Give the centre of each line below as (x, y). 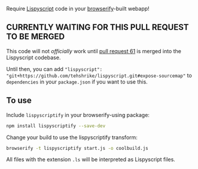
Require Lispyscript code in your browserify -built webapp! (78, 9)
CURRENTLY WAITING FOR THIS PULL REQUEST (98, 27)
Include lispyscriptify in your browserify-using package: (78, 115)
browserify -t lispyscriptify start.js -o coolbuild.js (77, 148)
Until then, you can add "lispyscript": (54, 69)
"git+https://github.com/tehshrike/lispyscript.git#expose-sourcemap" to (99, 75)
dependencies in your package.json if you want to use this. (77, 82)
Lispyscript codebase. (33, 57)
